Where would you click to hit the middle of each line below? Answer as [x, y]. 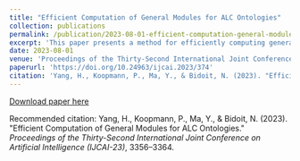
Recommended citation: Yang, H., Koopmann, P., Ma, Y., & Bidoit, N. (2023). [149, 118]
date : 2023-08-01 [42, 51]
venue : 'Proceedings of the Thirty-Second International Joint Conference [151, 59]
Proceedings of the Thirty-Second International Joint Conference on [135, 137]
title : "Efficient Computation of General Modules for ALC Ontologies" [145, 17]
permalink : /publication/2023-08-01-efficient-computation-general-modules [153, 34]
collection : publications [57, 26]
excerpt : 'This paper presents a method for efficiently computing [137, 42]
